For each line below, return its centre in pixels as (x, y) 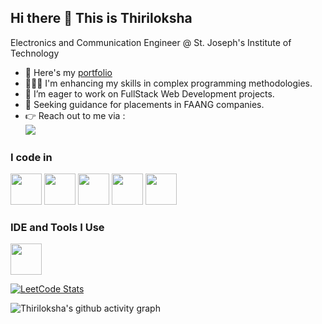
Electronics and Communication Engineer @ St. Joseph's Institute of (151, 42)
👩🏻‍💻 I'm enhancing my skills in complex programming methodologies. (168, 83)
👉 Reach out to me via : (75, 115)
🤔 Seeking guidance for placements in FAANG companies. (144, 104)
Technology (35, 53)
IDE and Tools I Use (57, 228)
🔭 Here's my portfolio (68, 72)
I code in (31, 157)
